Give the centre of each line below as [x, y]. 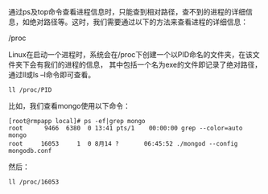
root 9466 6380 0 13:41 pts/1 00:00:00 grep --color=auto [126, 128]
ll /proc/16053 [34, 182]
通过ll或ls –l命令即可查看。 [52, 74]
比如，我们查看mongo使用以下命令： [69, 106]
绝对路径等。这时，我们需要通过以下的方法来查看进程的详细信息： [138, 22]
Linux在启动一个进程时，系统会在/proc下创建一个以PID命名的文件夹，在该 [131, 54]
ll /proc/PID [30, 90]
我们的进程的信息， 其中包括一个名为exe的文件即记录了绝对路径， [153, 64]
